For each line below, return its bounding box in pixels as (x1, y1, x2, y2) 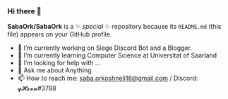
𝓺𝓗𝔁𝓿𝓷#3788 (17, 84, 56, 93)
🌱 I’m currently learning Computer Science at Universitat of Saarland (17, 51, 217, 60)
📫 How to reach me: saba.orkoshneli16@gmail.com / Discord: (17, 74, 198, 83)
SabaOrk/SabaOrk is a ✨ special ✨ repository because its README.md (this (7, 22, 222, 31)
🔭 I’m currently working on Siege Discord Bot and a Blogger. (17, 44, 193, 52)
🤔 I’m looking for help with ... (17, 59, 101, 67)
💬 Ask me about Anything (17, 66, 92, 74)
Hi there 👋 (7, 6, 42, 16)
